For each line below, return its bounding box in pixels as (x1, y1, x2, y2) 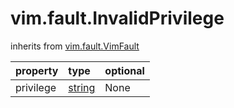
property (15, 63, 59, 77)
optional (104, 63, 145, 77)
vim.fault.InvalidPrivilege (10, 7, 225, 30)
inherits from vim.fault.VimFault (10, 40, 140, 52)
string (68, 80, 96, 94)
